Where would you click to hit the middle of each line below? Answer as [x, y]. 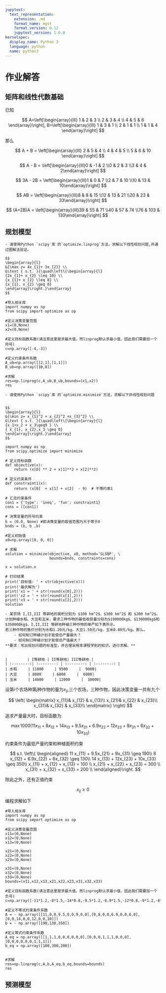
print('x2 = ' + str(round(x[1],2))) [44, 596]
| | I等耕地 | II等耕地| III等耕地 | [49, 660]
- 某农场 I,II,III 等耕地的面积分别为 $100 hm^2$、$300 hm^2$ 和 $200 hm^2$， [83, 614]
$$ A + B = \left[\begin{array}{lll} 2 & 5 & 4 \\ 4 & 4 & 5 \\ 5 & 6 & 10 [83, 150]
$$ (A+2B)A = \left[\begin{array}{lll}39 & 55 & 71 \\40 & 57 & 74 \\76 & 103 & [83, 210]
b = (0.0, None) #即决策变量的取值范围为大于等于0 [53, 522]
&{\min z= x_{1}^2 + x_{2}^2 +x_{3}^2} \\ [49, 417]
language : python [27, 47]
